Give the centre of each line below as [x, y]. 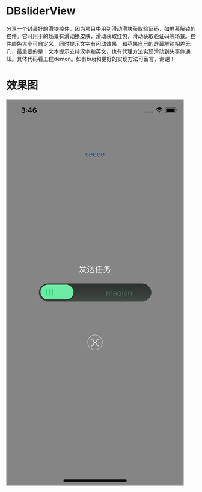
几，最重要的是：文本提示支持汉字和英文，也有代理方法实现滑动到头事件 [96, 51]
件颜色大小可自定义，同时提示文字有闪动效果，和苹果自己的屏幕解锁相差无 [98, 43]
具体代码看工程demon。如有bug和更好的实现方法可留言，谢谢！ [96, 59]
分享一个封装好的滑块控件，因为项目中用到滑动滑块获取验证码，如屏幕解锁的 [101, 28]
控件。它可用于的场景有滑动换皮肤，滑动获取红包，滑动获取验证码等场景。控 [101, 36]
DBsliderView [41, 11]
